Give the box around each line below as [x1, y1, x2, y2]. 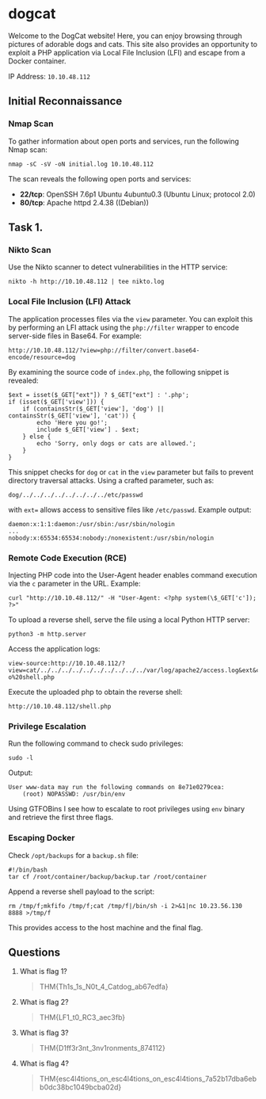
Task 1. [8, 221, 44, 235]
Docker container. [8, 56, 66, 66]
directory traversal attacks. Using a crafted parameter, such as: [8, 475, 215, 485]
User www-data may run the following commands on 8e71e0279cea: [8, 784, 225, 792]
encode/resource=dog [8, 353, 77, 361]
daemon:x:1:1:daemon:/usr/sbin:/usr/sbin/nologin [8, 520, 176, 528]
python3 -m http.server [8, 630, 87, 638]
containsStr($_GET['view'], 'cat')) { [8, 411, 136, 420]
